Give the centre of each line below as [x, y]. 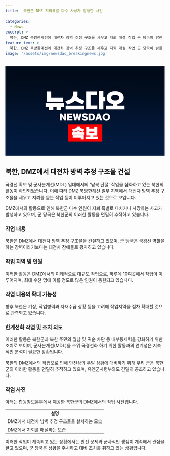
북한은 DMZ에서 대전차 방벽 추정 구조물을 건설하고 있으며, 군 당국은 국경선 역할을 [85, 241]
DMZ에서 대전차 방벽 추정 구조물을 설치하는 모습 [55, 421]
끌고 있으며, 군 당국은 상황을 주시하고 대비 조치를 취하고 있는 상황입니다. [76, 448]
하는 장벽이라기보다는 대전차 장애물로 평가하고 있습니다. [60, 247]
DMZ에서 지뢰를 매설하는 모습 [37, 430]
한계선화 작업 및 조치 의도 [34, 327]
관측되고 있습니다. [28, 313]
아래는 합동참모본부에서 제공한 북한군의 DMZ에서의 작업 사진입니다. [72, 402]
